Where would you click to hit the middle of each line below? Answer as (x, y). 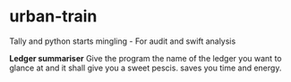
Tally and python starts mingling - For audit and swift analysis (123, 41)
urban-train (53, 16)
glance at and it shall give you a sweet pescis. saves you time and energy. (145, 68)
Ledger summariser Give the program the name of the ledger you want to (145, 58)
